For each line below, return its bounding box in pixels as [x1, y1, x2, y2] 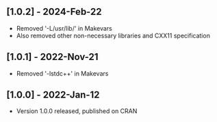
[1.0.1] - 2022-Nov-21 [6, 51, 99, 63]
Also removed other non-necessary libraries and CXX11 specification [16, 31, 210, 40]
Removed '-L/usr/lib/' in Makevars [16, 24, 112, 32]
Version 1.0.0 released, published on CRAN [16, 107, 138, 115]
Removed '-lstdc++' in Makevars [16, 69, 109, 78]
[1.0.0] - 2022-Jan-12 [6, 89, 100, 101]
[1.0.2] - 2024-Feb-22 [6, 6, 102, 18]
